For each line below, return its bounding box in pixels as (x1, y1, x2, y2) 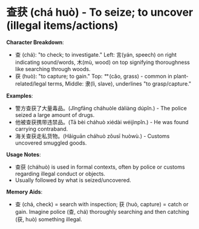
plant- (173, 72, 189, 80)
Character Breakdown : (6, 39, 65, 46)
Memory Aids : (6, 188, 43, 195)
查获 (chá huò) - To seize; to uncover (6, 5, 194, 19)
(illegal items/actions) (6, 19, 119, 33)
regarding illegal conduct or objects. (15, 170, 106, 177)
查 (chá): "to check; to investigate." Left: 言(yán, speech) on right (15, 51, 177, 58)
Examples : (6, 92, 33, 99)
